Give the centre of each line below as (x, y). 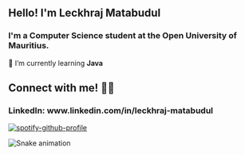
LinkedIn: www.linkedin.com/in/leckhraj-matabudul (111, 110)
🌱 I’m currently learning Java (56, 63)
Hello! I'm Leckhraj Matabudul (85, 13)
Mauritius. (29, 45)
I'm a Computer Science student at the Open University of (123, 36)
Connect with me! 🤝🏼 (61, 88)
